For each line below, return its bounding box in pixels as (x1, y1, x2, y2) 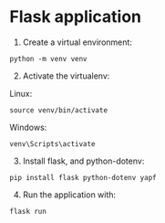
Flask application (9, 6, 142, 27)
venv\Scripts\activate (9, 139, 96, 148)
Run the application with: (22, 189, 117, 200)
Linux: (9, 88, 33, 99)
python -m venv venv (9, 54, 88, 63)
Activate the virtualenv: (22, 70, 110, 81)
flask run (9, 207, 47, 216)
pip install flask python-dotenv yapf (9, 173, 157, 182)
